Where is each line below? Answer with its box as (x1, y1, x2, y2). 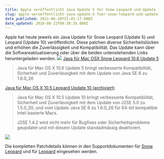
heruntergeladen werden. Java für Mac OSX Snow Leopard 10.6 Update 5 (5, 56, 159, 62)
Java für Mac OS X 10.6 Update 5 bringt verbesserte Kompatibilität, (17, 65, 152, 71)
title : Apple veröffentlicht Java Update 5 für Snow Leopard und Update (5, 7, 156, 12)
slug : (5, 12, 16, 17)
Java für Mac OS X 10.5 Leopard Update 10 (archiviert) (5, 85, 115, 91)
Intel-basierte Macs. (17, 110, 58, 116)
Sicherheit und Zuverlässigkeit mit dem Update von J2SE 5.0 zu (17, 100, 145, 106)
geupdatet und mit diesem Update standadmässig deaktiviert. (17, 125, 142, 131)
